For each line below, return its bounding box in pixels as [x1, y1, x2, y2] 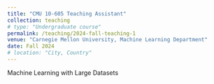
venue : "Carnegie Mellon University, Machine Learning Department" [7, 36, 208, 43]
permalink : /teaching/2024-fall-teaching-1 [7, 29, 136, 37]
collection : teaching [7, 17, 71, 24]
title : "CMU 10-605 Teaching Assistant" [7, 10, 127, 17]
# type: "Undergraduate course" [7, 23, 101, 30]
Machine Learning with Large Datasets [7, 68, 119, 77]
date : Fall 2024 [7, 43, 55, 50]
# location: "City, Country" [7, 50, 92, 57]
